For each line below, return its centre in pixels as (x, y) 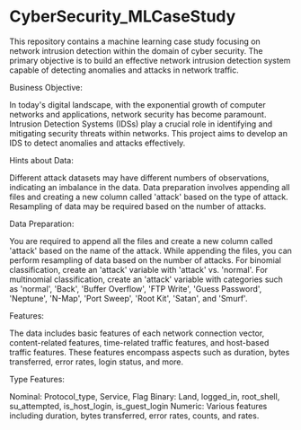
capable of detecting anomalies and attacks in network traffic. (124, 70)
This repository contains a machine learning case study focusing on (135, 41)
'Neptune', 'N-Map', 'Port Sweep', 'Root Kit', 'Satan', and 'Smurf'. (128, 298)
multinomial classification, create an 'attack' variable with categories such (146, 279)
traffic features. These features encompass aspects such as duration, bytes (150, 352)
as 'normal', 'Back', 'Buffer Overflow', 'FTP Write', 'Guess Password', (136, 288)
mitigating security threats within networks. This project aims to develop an (148, 133)
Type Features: (37, 379)
